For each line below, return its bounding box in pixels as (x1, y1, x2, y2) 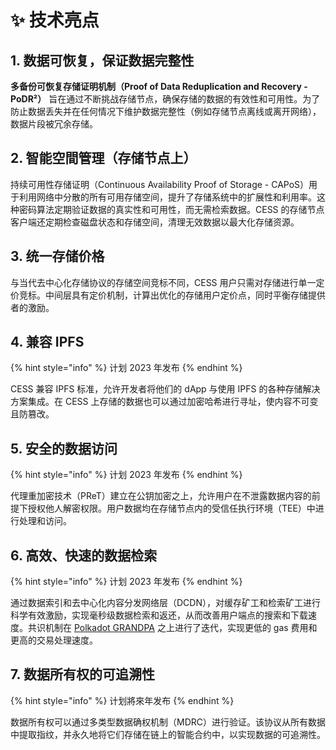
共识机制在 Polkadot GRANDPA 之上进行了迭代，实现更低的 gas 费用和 (27, 622, 318, 634)
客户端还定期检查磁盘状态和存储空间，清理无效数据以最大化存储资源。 (10, 216, 300, 228)
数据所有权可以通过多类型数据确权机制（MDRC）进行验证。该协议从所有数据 (10, 716, 326, 728)
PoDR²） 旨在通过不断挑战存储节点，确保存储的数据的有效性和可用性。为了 (10, 93, 321, 105)
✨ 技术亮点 (10, 9, 100, 32)
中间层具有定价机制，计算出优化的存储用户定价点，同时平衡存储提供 (44, 289, 326, 301)
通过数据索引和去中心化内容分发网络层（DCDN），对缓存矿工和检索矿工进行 (10, 597, 321, 609)
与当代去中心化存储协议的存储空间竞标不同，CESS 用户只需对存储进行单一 (10, 276, 317, 288)
